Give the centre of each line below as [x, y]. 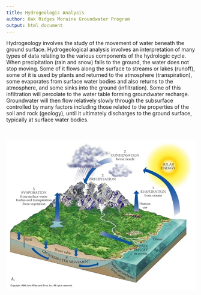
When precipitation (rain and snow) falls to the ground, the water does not [98, 62]
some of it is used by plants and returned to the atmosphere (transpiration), [99, 75]
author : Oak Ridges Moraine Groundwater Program [68, 19]
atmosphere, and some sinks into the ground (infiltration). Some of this [94, 88]
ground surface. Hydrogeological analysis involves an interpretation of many [101, 50]
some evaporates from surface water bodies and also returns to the [90, 82]
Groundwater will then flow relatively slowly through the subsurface [90, 101]
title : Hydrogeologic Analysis [45, 13]
